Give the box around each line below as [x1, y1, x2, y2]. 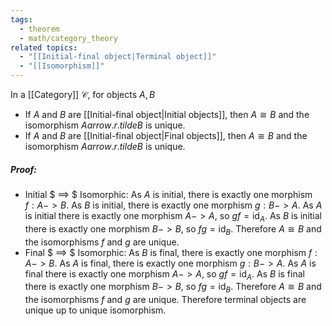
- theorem [19, 24, 60, 34]
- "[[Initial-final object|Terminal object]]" [19, 52, 217, 62]
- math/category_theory [19, 33, 118, 43]
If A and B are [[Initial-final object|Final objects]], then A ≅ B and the [24, 130, 308, 141]
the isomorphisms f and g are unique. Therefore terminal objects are [24, 294, 307, 306]
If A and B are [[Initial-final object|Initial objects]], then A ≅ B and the [24, 109, 310, 120]
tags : [10, 14, 33, 25]
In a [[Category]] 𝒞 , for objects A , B [10, 89, 156, 100]
